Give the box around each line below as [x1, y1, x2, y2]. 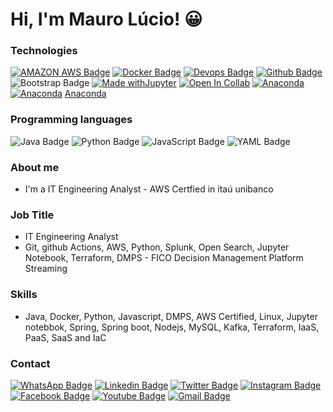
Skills [10, 288, 38, 302]
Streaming [24, 263, 68, 275]
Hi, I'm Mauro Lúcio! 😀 [10, 8, 203, 31]
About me [10, 160, 60, 174]
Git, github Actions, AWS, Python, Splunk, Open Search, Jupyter [24, 241, 290, 253]
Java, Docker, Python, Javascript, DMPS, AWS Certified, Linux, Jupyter [24, 310, 318, 322]
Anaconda [64, 88, 107, 100]
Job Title [10, 208, 55, 222]
